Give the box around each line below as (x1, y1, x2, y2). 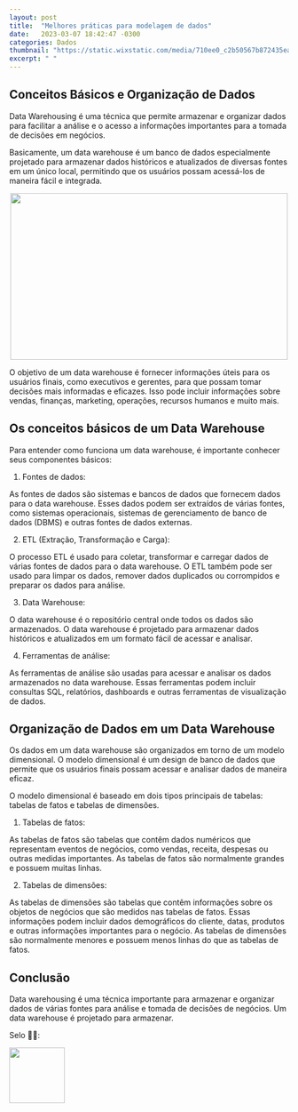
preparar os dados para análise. (9, 580, 126, 590)
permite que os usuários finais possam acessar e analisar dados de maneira (9, 764, 287, 774)
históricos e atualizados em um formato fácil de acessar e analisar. (9, 633, 253, 644)
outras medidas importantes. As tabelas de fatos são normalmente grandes (9, 853, 285, 864)
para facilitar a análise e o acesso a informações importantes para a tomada (9, 120, 286, 131)
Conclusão (9, 970, 71, 985)
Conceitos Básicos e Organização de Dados (9, 87, 255, 102)
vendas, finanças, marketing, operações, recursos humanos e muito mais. (9, 395, 279, 405)
